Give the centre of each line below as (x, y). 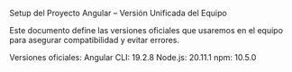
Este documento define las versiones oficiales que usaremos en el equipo (146, 30)
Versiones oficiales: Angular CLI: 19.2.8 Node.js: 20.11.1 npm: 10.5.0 (133, 57)
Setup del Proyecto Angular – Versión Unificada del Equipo (118, 13)
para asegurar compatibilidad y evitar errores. (95, 40)
